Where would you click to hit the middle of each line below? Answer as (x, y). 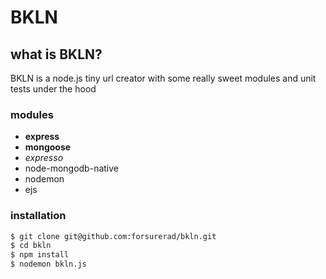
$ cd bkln (31, 246)
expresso (44, 158)
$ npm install (40, 255)
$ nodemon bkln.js (48, 264)
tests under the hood (53, 89)
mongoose (48, 147)
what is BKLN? (56, 54)
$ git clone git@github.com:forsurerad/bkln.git (113, 236)
